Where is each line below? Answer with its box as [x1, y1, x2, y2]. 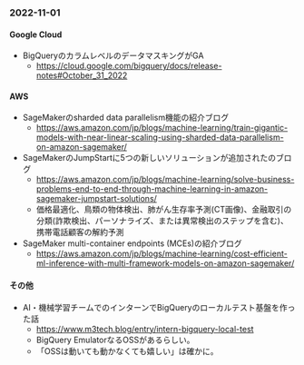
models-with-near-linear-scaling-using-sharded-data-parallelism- [35, 132, 284, 143]
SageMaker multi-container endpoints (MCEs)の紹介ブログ [22, 238, 242, 249]
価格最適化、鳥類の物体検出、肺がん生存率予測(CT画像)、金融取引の [35, 204, 292, 215]
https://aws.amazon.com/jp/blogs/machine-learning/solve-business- [35, 174, 295, 185]
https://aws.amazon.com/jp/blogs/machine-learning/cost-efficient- [35, 248, 288, 260]
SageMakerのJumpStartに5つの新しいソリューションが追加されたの [22, 153, 277, 163]
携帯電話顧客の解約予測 [35, 227, 124, 238]
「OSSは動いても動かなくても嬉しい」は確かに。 [35, 345, 220, 356]
